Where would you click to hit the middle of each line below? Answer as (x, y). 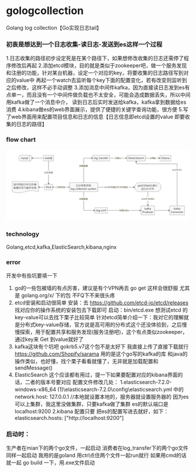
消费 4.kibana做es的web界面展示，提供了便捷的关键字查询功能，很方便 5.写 (97, 110)
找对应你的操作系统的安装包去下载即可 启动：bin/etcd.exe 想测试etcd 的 (101, 310)
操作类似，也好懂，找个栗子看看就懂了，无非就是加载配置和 (86, 361)
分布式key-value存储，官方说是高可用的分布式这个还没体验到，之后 (101, 325)
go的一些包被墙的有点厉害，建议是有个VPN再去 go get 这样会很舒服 (96, 288)
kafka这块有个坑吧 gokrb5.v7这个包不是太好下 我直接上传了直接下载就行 (102, 347)
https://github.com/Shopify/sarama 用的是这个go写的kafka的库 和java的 (101, 354)
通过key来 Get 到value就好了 (49, 339)
